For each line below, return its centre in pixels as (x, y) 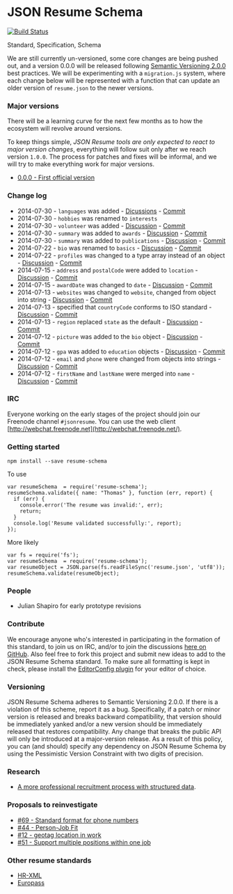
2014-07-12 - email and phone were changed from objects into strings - (119, 358)
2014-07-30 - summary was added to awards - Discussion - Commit (112, 233)
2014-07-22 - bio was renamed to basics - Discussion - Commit (109, 248)
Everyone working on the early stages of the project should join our (104, 414)
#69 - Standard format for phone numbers (78, 820)
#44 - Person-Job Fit (48, 827)
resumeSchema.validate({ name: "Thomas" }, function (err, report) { (110, 493)
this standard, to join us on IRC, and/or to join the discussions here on (107, 646)
